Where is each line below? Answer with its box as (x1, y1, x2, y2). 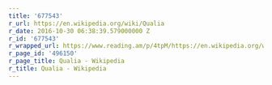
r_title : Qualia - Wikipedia (8, 65, 107, 73)
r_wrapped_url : (8, 42, 60, 50)
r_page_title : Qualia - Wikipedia (8, 57, 125, 66)
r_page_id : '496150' (8, 49, 79, 57)
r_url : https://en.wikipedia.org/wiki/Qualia (8, 19, 164, 28)
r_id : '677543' (8, 34, 60, 43)
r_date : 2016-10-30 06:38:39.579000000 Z (8, 27, 151, 35)
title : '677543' (8, 11, 63, 20)
